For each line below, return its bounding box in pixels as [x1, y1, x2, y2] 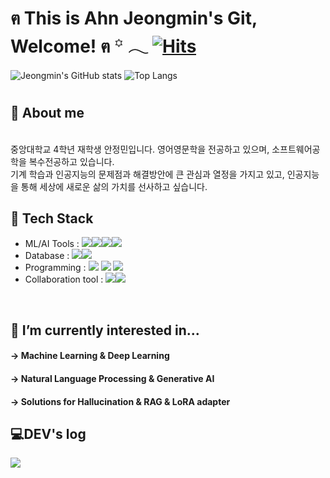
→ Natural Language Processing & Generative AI [10, 372, 215, 384]
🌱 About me [10, 105, 85, 122]
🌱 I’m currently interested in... [10, 322, 200, 339]
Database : [24, 250, 70, 262]
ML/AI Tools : [24, 238, 80, 250]
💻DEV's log [10, 425, 87, 442]
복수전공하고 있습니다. [28, 155, 115, 167]
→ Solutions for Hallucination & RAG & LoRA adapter [10, 395, 231, 407]
